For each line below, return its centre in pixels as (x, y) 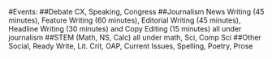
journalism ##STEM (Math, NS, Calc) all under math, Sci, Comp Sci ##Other (135, 37)
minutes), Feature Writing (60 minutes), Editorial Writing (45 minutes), (125, 20)
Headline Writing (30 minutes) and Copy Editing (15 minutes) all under (125, 29)
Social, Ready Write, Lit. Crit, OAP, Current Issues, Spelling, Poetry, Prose (131, 46)
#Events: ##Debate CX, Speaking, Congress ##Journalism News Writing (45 (136, 12)
